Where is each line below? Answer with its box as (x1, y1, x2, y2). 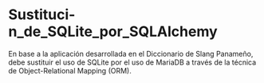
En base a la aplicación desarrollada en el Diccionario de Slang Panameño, (8, 49, 254, 58)
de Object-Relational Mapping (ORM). (8, 65, 132, 75)
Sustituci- (8, 6, 76, 24)
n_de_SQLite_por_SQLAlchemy (8, 22, 218, 41)
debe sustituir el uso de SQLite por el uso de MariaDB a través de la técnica (8, 57, 257, 67)
